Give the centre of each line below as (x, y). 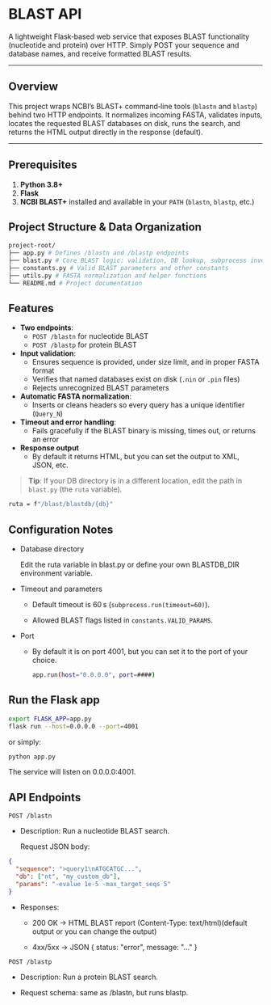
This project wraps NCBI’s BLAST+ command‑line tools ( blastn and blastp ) (133, 106)
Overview (33, 87)
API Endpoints (45, 797)
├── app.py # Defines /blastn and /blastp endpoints (99, 253)
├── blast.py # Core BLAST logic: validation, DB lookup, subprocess (128, 261)
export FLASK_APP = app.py (50, 719)
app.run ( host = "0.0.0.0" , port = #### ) (94, 675)
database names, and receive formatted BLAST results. (100, 53)
